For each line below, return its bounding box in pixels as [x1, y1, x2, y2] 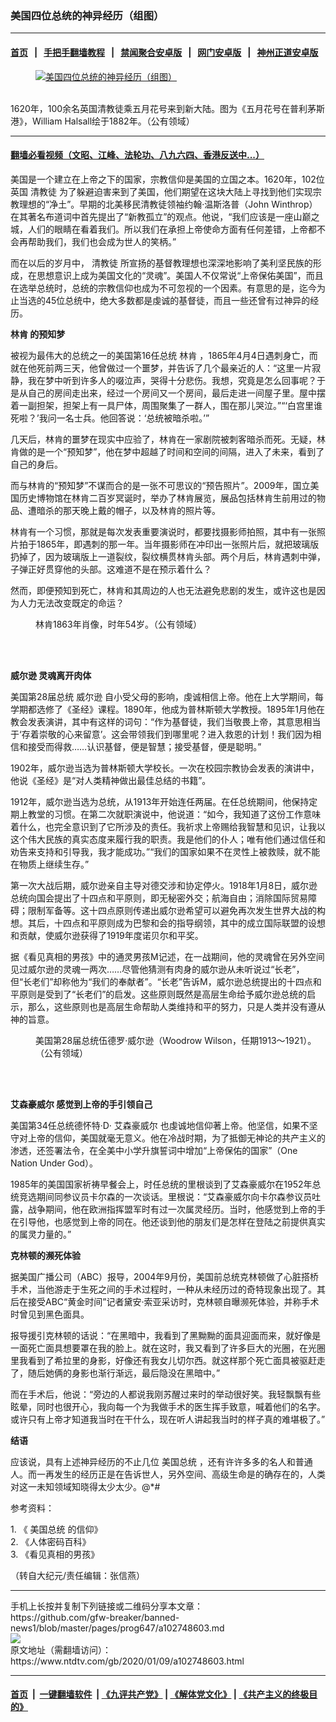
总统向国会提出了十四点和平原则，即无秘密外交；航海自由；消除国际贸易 [10, 892, 308, 904]
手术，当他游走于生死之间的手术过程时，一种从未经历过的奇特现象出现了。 [10, 1283, 317, 1295]
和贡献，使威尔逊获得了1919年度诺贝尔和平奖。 [10, 929, 204, 941]
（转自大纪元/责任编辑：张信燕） [10, 1569, 146, 1581]
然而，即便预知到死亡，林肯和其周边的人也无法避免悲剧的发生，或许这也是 [10, 584, 317, 596]
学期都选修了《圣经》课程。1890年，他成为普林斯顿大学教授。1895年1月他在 [10, 703, 325, 715]
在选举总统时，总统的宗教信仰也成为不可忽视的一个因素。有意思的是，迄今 [10, 282, 317, 294]
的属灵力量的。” [10, 1228, 72, 1240]
